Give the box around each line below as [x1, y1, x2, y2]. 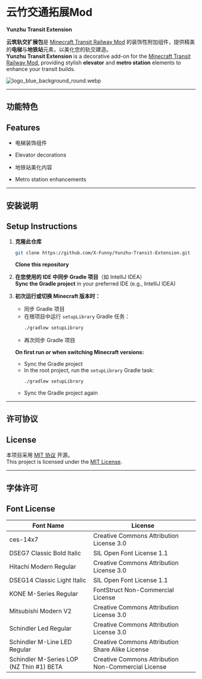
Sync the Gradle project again [23, 389, 98, 396]
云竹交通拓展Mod [6, 5, 93, 19]
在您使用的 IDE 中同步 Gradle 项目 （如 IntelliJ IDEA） [14, 274, 145, 281]
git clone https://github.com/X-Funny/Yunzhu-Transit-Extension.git [14, 250, 191, 256]
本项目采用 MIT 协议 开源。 [6, 451, 73, 458]
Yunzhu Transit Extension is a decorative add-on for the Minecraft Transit [6, 52, 191, 60]
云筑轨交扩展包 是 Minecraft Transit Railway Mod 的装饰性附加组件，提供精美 [6, 38, 195, 45]
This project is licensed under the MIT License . [6, 458, 123, 466]
